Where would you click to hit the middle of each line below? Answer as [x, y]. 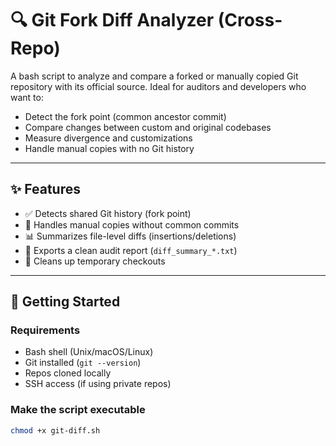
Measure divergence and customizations [108, 138]
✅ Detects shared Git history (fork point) [108, 213]
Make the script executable [78, 410]
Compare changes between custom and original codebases [148, 127]
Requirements [45, 330]
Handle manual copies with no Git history [109, 148]
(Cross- [250, 20]
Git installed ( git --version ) [83, 363]
